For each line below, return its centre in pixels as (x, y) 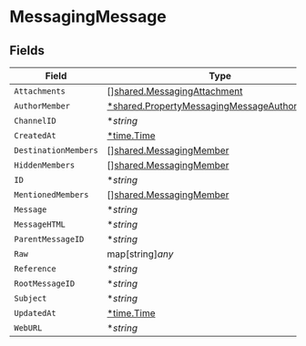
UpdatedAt (35, 313)
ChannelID (35, 121)
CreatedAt (35, 135)
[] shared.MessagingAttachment (175, 91)
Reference (35, 269)
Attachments (40, 92)
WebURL (28, 328)
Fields (27, 51)
